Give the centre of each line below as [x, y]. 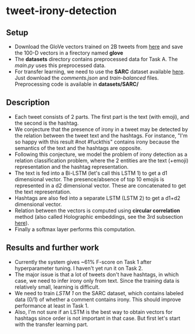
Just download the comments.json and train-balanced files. [87, 78]
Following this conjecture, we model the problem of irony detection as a [101, 154]
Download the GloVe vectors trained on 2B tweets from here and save [99, 46]
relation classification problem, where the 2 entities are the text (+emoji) [101, 161]
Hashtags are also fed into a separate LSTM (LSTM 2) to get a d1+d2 [97, 198]
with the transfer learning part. [52, 324]
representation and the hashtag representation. [71, 166]
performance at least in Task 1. [52, 305]
